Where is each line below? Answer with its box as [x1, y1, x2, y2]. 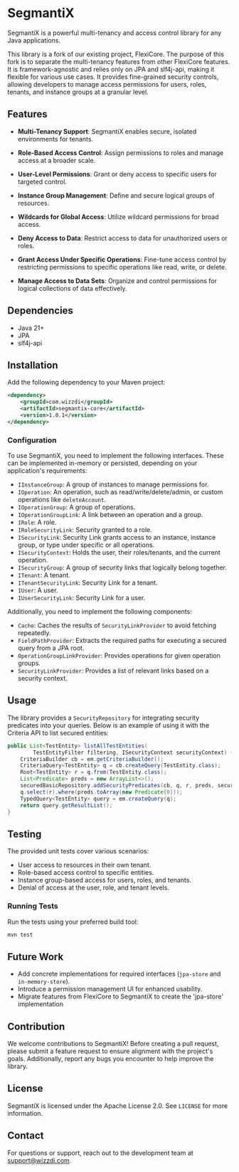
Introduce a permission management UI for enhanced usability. [17, 985, 203, 993]
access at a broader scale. [17, 156, 96, 164]
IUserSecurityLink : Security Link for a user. [17, 594, 146, 602]
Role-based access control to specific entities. [17, 868, 154, 877]
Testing [7, 828, 42, 840]
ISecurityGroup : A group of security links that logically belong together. [17, 563, 228, 572]
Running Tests [7, 901, 58, 911]
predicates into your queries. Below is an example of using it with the [7, 720, 210, 730]
